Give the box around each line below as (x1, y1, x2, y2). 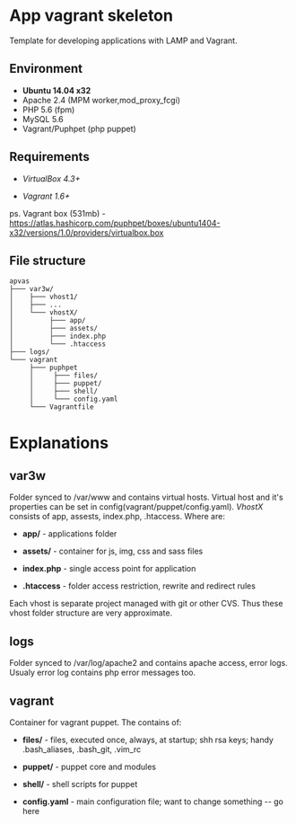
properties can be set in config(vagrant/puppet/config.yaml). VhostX (9, 501, 264, 512)
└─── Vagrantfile (29, 403, 94, 412)
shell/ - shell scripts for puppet (22, 779, 138, 789)
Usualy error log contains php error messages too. (9, 667, 196, 678)
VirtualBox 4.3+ (22, 173, 81, 184)
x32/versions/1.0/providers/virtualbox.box (9, 226, 164, 238)
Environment (9, 61, 83, 76)
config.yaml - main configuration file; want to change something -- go (22, 796, 284, 807)
